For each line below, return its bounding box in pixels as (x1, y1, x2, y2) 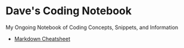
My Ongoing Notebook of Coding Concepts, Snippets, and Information (5, 24, 179, 31)
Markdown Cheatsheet (14, 35, 71, 42)
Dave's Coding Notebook (5, 4, 132, 18)
